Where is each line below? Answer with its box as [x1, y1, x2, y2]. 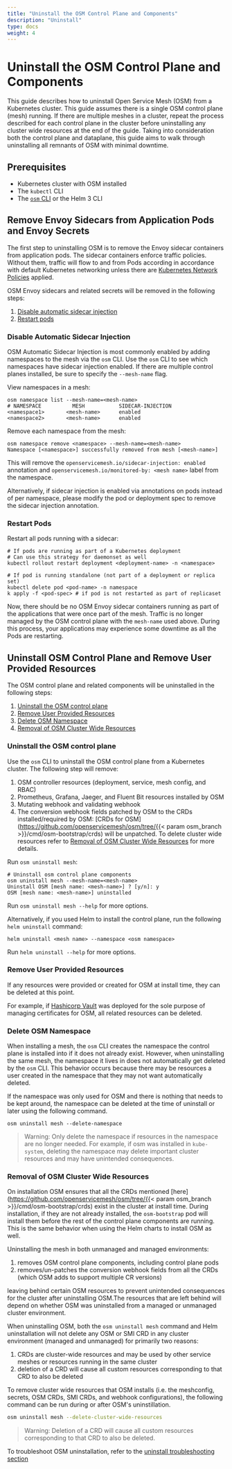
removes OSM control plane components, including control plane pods [17, 1258, 220, 1267]
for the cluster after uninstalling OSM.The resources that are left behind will [7, 1294, 222, 1303]
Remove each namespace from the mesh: [7, 427, 126, 435]
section [7, 1454, 29, 1463]
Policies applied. [7, 273, 54, 281]
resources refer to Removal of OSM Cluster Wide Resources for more [17, 836, 215, 845]
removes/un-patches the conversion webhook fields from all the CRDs [17, 1266, 218, 1274]
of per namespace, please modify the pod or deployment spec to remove [7, 494, 216, 502]
